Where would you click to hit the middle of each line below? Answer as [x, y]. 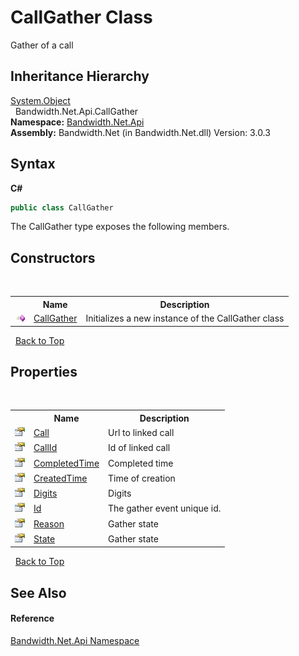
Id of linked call [139, 448]
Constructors [53, 257]
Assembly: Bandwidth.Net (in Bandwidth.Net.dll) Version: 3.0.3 [140, 132]
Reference [32, 618]
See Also [38, 592]
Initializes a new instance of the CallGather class [185, 318]
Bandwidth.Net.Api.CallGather [76, 111]
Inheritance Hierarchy [80, 76]
